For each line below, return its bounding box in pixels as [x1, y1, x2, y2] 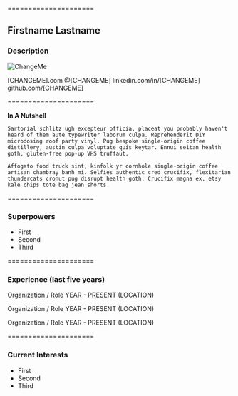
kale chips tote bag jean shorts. [7, 181, 110, 188]
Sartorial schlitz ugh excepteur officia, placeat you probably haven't [7, 125, 228, 132]
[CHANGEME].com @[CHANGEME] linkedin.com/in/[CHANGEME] [7, 76, 201, 84]
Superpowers [7, 211, 56, 221]
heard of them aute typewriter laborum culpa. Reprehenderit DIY [7, 131, 205, 138]
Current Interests [7, 350, 68, 360]
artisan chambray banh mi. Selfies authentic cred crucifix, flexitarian [7, 168, 232, 176]
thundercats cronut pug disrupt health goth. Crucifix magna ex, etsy [7, 175, 222, 182]
